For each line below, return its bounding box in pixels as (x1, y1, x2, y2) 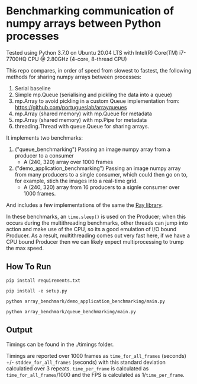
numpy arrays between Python (6, 17, 162, 30)
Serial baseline (14, 84, 51, 92)
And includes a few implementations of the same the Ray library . (6, 201, 163, 209)
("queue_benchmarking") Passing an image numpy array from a (14, 146, 170, 153)
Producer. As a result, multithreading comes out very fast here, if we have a (6, 232, 190, 239)
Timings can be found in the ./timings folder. (6, 341, 114, 348)
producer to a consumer (14, 152, 74, 159)
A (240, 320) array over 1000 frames (23, 158, 114, 165)
